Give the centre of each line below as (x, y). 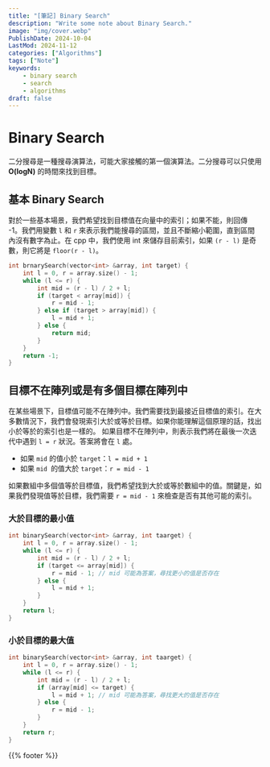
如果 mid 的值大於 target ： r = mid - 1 (85, 469)
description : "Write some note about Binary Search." (100, 23)
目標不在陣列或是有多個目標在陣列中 (98, 390)
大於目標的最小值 (41, 518)
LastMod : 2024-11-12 (43, 46)
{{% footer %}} (33, 755)
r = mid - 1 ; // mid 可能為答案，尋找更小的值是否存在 (135, 573)
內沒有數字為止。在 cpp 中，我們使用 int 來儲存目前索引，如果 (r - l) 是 (129, 240)
